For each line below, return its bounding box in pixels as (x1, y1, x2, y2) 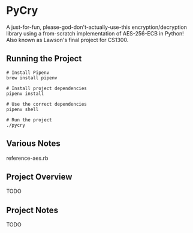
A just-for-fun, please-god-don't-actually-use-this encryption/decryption (6, 23, 188, 31)
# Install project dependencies (6, 85, 87, 91)
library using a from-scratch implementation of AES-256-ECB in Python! (6, 29, 184, 37)
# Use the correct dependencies (6, 101, 87, 107)
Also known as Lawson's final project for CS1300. (6, 36, 129, 43)
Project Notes (6, 205, 59, 215)
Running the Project (6, 53, 82, 64)
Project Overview (6, 172, 73, 182)
